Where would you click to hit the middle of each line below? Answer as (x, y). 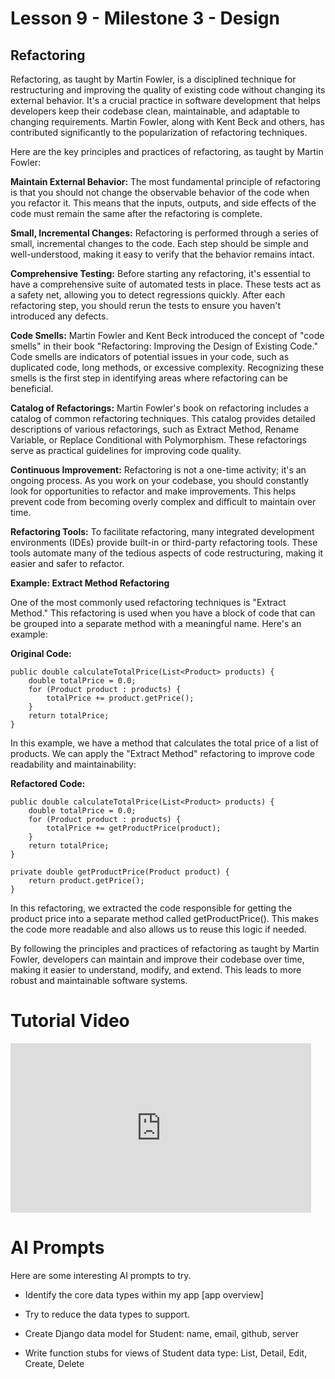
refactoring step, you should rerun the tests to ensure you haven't (146, 305)
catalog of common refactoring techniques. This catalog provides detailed (163, 418)
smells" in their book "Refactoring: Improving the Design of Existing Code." (164, 346)
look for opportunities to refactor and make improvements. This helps (153, 491)
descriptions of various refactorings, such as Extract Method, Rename (155, 429)
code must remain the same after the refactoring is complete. (136, 213)
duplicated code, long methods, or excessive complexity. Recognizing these (167, 367)
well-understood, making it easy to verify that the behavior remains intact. (162, 254)
